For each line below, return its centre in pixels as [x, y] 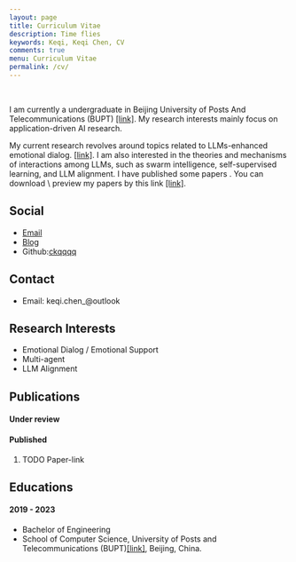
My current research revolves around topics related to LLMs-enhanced [139, 145]
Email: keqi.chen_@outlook [71, 301]
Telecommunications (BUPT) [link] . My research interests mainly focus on [144, 119]
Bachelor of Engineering [66, 530]
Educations [41, 487]
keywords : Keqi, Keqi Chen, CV [67, 42]
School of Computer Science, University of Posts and [119, 539]
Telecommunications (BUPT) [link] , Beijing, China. [112, 549]
